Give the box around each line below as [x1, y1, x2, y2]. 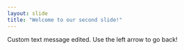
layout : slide [7, 10, 49, 17]
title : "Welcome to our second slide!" [7, 16, 123, 23]
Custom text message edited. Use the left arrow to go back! [7, 35, 178, 43]
